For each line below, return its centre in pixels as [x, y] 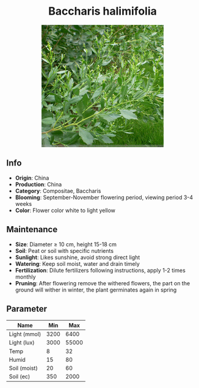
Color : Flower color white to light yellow [65, 210]
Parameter [27, 309]
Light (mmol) [25, 334]
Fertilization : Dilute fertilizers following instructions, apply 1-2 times [100, 270]
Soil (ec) [20, 376]
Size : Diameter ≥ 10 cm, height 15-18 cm [66, 244]
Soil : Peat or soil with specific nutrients [64, 251]
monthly [25, 277]
